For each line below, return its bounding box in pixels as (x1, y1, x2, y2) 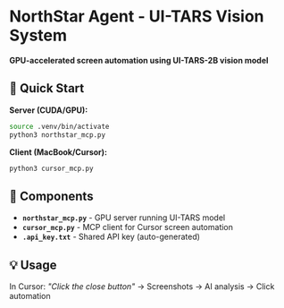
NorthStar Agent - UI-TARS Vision (9, 6, 265, 27)
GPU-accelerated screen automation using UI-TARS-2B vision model (9, 55, 269, 65)
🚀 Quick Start (9, 81, 85, 96)
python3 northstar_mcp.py (9, 130, 105, 140)
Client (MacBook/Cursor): (9, 146, 107, 158)
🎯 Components (9, 188, 94, 203)
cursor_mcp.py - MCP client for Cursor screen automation (21, 222, 234, 233)
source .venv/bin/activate (9, 122, 110, 131)
